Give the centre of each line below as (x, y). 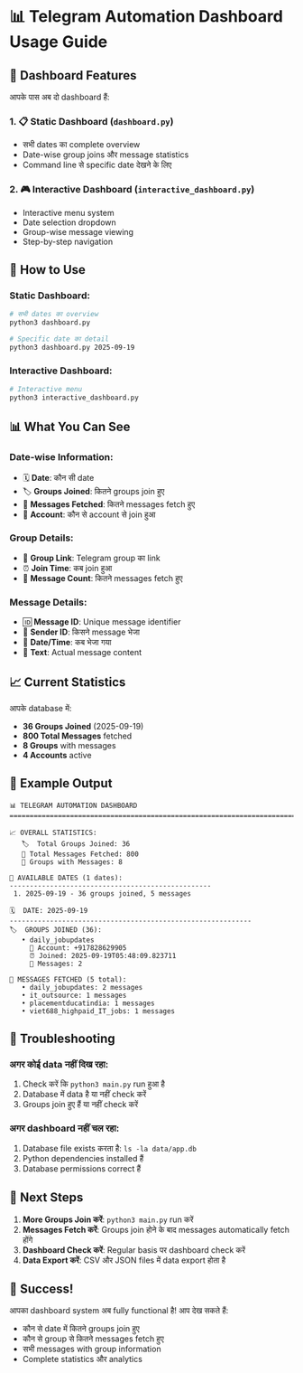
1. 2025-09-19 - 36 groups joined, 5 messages (102, 893)
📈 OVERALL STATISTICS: (53, 832)
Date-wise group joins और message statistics (106, 155)
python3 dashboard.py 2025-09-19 (72, 347)
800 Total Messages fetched (77, 736)
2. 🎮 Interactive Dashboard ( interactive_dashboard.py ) (132, 190)
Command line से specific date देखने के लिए (97, 165)
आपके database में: (41, 708)
